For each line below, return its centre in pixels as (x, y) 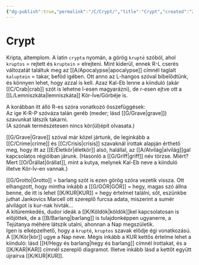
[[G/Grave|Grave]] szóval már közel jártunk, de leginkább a (78, 137)
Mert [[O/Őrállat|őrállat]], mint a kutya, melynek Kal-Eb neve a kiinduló (92, 162)
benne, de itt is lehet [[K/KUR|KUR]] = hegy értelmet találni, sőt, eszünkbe (96, 193)
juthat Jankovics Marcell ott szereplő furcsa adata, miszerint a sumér (90, 199)
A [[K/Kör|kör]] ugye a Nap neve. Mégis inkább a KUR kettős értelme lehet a (99, 237)
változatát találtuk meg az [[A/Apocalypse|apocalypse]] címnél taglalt (91, 70)
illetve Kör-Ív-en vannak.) (37, 168)
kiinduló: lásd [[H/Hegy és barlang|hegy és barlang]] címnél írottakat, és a (96, 243)
